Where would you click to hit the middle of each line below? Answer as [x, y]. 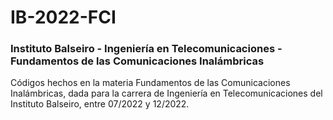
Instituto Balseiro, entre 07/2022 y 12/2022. [100, 104]
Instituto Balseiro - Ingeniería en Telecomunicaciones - [146, 49]
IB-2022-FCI [63, 17]
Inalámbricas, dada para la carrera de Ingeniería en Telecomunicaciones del [166, 93]
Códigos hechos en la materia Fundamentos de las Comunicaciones [150, 83]
